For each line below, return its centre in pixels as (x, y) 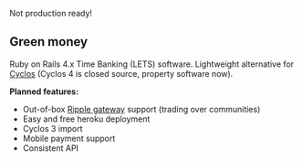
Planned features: (44, 91)
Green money (49, 42)
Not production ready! (51, 13)
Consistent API (51, 148)
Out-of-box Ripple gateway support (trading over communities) (141, 109)
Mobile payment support (69, 138)
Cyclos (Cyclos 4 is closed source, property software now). (121, 73)
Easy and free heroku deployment (86, 119)
